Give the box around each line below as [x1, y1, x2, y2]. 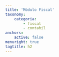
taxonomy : [5, 12, 26, 17]
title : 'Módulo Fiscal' [5, 7, 55, 12]
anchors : [5, 30, 23, 35]
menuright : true [5, 40, 39, 45]
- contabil [23, 26, 46, 31]
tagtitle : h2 [5, 44, 32, 49]
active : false [14, 35, 43, 40]
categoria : [14, 16, 37, 21]
